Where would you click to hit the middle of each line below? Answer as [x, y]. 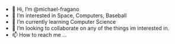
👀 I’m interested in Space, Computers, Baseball [69, 15]
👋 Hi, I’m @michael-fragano [45, 9]
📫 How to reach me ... [39, 35]
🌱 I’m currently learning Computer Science [64, 22]
